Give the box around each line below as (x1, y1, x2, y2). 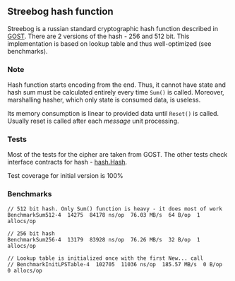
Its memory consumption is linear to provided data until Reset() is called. (7, 109, 219, 118)
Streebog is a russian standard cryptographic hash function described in (7, 24, 219, 32)
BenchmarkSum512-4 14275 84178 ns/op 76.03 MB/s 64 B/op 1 (7, 211, 200, 218)
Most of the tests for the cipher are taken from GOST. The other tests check (7, 150, 228, 159)
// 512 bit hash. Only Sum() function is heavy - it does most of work (7, 205, 222, 213)
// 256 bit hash (7, 229, 55, 237)
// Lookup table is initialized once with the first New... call (7, 254, 203, 262)
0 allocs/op (7, 267, 42, 274)
